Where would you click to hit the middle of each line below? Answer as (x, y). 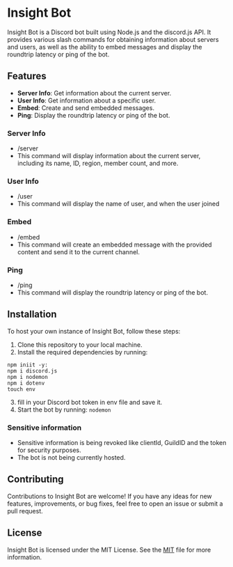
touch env (22, 389)
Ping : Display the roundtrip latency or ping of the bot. (94, 115)
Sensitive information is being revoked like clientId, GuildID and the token (122, 443)
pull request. (25, 511)
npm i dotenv (26, 383)
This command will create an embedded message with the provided (114, 244)
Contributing (35, 480)
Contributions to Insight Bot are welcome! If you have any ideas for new (110, 496)
